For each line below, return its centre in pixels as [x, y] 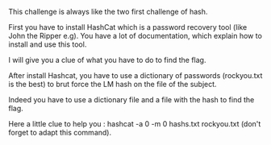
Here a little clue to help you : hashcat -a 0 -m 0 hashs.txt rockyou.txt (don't [135, 124]
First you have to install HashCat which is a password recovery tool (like [128, 27]
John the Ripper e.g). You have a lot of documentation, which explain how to [135, 36]
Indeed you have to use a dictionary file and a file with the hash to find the [131, 99]
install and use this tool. [48, 44]
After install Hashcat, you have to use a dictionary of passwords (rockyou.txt [135, 75]
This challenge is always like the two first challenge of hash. [108, 12]
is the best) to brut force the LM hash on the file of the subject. [113, 84]
